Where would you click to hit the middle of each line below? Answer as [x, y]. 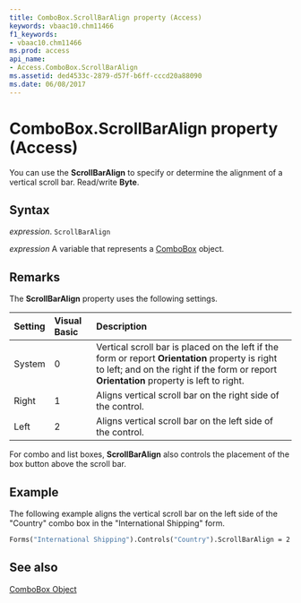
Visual [68, 321]
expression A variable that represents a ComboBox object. [117, 249]
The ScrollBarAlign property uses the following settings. [113, 299]
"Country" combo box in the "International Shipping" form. [117, 523]
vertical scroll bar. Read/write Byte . [74, 182]
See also [34, 568]
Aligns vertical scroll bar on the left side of [185, 421]
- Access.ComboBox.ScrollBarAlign [74, 68]
